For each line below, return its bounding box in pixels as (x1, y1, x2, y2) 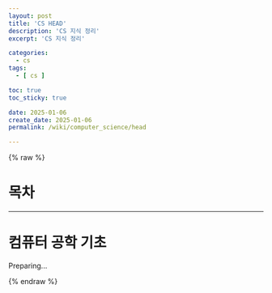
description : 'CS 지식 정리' (8, 27, 100, 35)
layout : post (8, 11, 53, 20)
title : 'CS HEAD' (8, 19, 67, 28)
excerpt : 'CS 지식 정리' (8, 34, 86, 43)
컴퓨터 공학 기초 (8, 234, 107, 252)
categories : (8, 49, 49, 57)
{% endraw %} (8, 277, 58, 286)
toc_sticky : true (8, 94, 67, 102)
